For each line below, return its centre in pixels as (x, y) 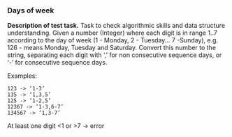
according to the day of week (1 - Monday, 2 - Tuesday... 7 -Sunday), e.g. (113, 40)
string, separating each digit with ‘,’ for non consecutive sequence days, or (115, 55)
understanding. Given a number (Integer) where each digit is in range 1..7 (113, 33)
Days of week (31, 10)
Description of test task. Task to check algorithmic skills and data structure (116, 26)
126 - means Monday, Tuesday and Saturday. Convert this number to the (112, 48)
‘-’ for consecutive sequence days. (57, 63)
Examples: (22, 76)
